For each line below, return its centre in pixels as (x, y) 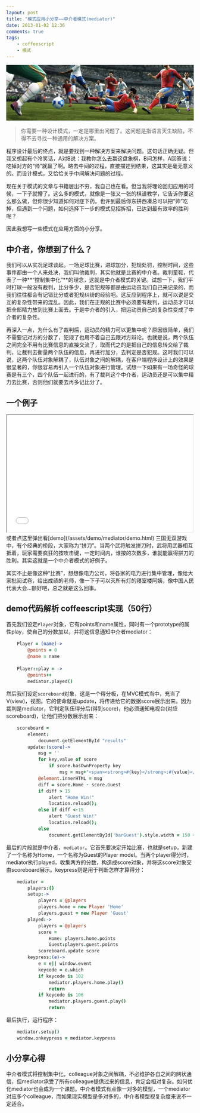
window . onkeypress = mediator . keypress (66, 1038)
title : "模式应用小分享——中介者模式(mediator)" (61, 19)
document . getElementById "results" (82, 740)
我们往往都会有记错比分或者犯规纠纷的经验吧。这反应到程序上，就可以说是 (97, 295)
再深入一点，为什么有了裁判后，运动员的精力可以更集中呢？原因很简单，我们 (100, 330)
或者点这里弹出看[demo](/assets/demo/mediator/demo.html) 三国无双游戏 (97, 538)
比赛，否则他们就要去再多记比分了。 (61, 382)
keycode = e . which (61, 970)
